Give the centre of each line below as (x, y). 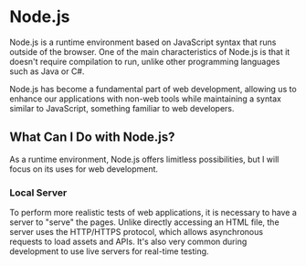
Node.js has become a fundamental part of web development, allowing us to (153, 89)
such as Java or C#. (47, 71)
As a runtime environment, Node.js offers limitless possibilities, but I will (144, 159)
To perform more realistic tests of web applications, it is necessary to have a (153, 213)
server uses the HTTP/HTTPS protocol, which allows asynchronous (136, 232)
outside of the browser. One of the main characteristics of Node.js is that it (150, 51)
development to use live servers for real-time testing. (109, 251)
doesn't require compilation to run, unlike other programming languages (145, 61)
